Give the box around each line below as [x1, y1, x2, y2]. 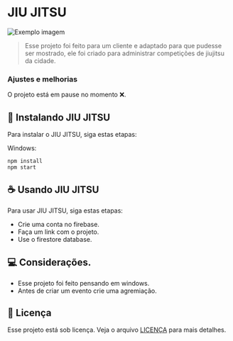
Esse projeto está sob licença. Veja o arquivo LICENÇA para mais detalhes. [7, 325, 227, 334]
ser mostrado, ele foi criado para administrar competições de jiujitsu [24, 49, 225, 57]
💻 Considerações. [7, 257, 92, 269]
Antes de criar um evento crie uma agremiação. [17, 286, 158, 295]
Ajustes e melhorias [7, 74, 78, 84]
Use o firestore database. [17, 235, 92, 243]
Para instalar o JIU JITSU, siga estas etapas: [7, 130, 137, 139]
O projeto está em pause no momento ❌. [7, 90, 126, 99]
